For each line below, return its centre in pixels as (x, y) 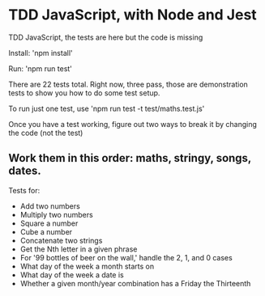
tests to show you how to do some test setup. (84, 93)
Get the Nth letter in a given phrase (79, 249)
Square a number (49, 223)
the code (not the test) (46, 133)
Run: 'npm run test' (41, 68)
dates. (25, 171)
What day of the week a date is (72, 275)
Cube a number (46, 231)
